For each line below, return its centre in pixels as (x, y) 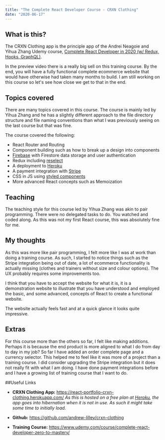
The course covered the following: (40, 135)
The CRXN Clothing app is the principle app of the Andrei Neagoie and (77, 46)
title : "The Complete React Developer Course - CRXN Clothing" (72, 10)
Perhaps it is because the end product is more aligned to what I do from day (83, 346)
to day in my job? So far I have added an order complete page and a (74, 352)
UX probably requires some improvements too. (53, 274)
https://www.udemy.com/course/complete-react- (99, 427)
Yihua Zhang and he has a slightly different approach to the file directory (79, 115)
